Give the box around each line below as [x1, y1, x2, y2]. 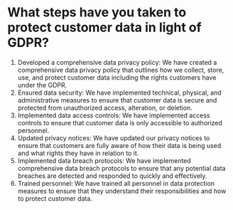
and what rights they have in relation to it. [17, 149, 139, 157]
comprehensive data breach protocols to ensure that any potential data [17, 164, 226, 172]
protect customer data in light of [7, 19, 202, 36]
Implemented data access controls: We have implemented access [17, 111, 211, 120]
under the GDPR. [17, 80, 67, 89]
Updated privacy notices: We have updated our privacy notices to [17, 133, 210, 142]
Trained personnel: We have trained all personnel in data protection [17, 179, 215, 187]
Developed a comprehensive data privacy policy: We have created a [17, 58, 217, 66]
